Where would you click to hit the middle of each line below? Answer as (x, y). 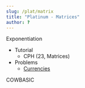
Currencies (37, 69)
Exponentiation (24, 39)
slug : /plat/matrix (30, 11)
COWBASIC (20, 80)
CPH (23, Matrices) (47, 57)
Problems (26, 62)
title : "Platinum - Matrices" (43, 17)
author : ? (18, 22)
